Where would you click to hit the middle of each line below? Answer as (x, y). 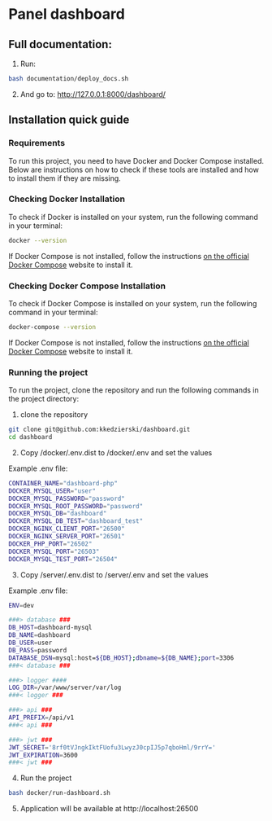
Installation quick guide (69, 120)
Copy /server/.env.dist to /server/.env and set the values (114, 574)
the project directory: (44, 399)
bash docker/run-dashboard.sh (60, 793)
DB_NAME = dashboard (39, 635)
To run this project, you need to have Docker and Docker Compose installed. (136, 160)
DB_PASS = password (38, 650)
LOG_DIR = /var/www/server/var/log (65, 688)
